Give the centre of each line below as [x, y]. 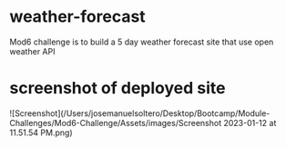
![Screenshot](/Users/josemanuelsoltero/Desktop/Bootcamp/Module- [140, 113]
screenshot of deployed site [117, 88]
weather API [32, 51]
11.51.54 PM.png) [41, 132]
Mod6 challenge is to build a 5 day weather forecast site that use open [142, 42]
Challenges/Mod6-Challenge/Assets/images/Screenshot [115, 122]
